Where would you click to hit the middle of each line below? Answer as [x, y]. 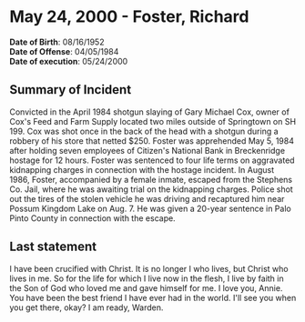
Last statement [53, 247]
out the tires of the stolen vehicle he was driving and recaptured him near [147, 198]
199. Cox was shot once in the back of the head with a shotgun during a [144, 131]
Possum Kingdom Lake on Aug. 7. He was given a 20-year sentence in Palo [150, 208]
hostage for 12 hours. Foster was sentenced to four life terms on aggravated [152, 160]
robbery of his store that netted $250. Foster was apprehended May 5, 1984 [152, 141]
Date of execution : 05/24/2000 [69, 61]
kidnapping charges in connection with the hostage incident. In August [142, 169]
